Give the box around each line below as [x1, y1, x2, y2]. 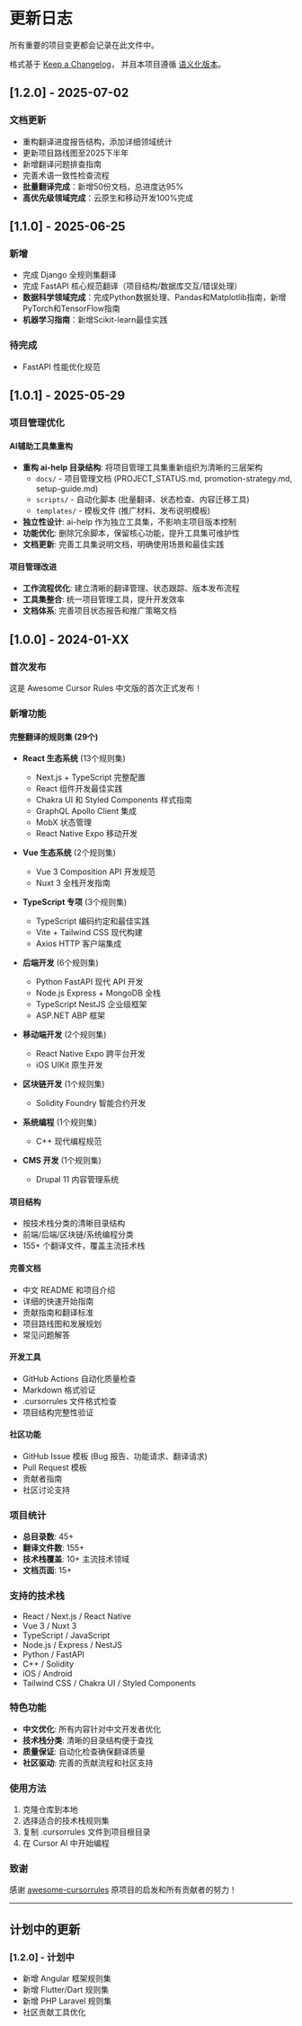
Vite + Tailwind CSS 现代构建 [35, 927, 143, 938]
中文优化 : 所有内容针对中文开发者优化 [22, 1723, 162, 1734]
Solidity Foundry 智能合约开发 [35, 1098, 147, 1109]
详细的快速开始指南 [22, 1296, 94, 1306]
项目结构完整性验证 [22, 1407, 94, 1418]
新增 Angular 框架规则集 [22, 1973, 111, 1984]
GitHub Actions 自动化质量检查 [22, 1373, 137, 1384]
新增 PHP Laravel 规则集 [22, 1995, 112, 2006]
